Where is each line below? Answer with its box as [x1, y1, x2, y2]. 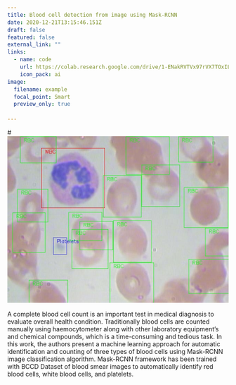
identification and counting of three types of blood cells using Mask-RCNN [7, 348, 223, 355]
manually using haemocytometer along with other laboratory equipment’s [7, 325, 219, 333]
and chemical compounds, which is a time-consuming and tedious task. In [7, 332, 223, 341]
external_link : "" [7, 41, 61, 49]
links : [7, 49, 27, 56]
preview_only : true [13, 101, 71, 108]
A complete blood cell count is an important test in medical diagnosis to [7, 310, 214, 318]
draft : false [7, 26, 46, 33]
